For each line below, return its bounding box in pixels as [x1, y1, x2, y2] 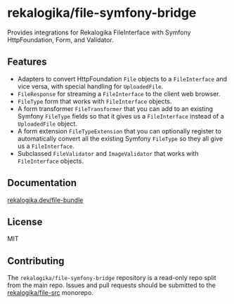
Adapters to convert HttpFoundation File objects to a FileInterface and [17, 74, 227, 83]
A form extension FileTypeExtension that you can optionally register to [17, 126, 221, 135]
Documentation [7, 177, 77, 189]
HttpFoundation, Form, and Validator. [7, 35, 114, 44]
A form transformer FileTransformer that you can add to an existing [17, 104, 213, 113]
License [7, 216, 43, 227]
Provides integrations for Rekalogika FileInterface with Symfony [7, 28, 191, 37]
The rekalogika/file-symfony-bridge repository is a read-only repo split [7, 274, 216, 282]
